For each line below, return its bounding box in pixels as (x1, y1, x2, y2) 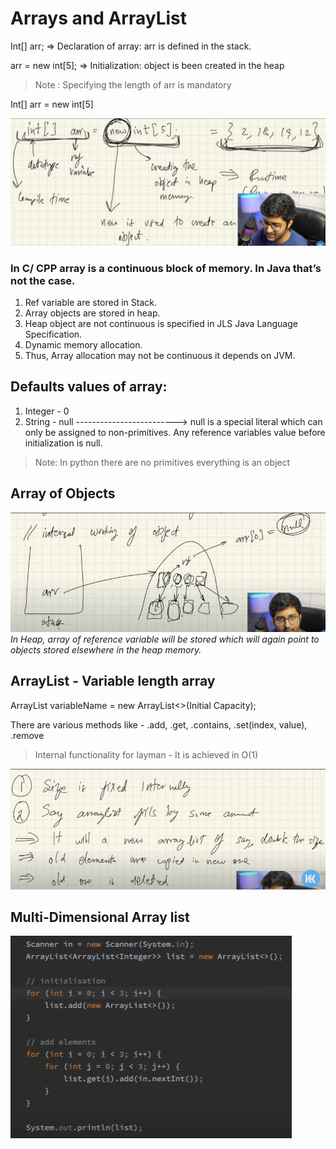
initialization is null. (24, 437, 103, 449)
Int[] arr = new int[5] (10, 98, 94, 110)
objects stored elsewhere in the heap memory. (10, 643, 202, 656)
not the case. (10, 273, 76, 287)
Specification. (24, 328, 83, 340)
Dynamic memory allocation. (24, 339, 143, 351)
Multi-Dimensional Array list (10, 908, 190, 926)
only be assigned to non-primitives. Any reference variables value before (24, 426, 326, 438)
